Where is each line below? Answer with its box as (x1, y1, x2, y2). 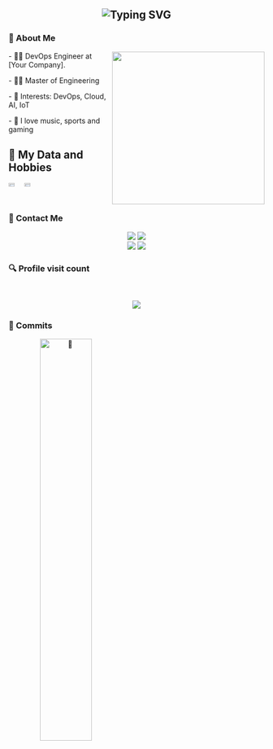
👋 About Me (8, 33, 56, 44)
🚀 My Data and (8, 148, 84, 162)
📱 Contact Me (8, 212, 63, 224)
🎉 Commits (8, 320, 53, 331)
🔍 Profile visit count (8, 262, 90, 274)
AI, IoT (8, 99, 30, 110)
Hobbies (8, 160, 53, 175)
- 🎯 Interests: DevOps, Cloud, (8, 91, 106, 101)
